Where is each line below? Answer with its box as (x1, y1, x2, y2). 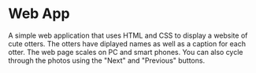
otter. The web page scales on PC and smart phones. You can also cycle (8, 47, 243, 57)
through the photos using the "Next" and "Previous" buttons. (8, 56, 206, 65)
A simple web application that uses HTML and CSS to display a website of (8, 31, 248, 40)
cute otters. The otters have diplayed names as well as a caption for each (8, 38, 247, 48)
